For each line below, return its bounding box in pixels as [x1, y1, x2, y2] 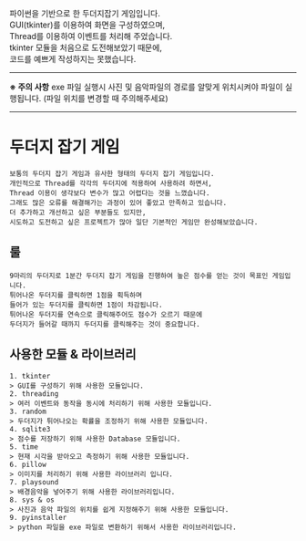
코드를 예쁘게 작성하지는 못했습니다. [9, 54, 137, 64]
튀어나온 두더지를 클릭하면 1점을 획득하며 [9, 290, 143, 299]
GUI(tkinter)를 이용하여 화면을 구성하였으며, [9, 19, 166, 30]
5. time [9, 442, 39, 452]
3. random [9, 407, 47, 416]
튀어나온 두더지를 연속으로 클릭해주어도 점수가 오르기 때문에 [9, 309, 203, 319]
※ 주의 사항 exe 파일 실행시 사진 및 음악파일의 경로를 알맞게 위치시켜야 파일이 [9, 81, 283, 92]
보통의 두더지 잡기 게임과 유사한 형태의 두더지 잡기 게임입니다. [9, 169, 215, 178]
